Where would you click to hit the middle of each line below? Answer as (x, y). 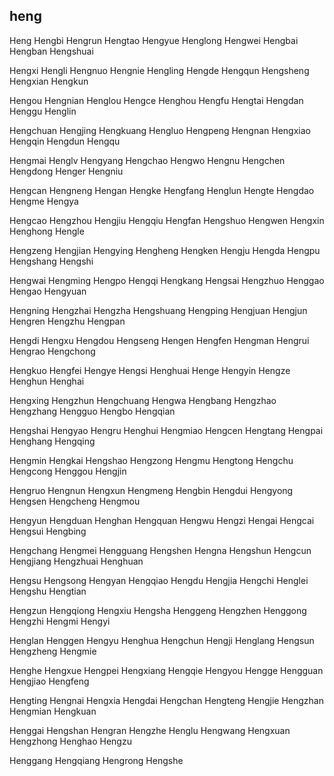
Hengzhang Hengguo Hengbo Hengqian (92, 411)
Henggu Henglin (43, 111)
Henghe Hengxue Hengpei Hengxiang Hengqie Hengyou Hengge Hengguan (166, 670)
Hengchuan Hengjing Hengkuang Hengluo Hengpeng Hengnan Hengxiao (160, 130)
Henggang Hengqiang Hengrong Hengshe (96, 760)
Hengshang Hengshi (51, 261)
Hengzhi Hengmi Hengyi (60, 621)
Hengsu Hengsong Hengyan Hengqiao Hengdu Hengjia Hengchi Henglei (159, 580)
